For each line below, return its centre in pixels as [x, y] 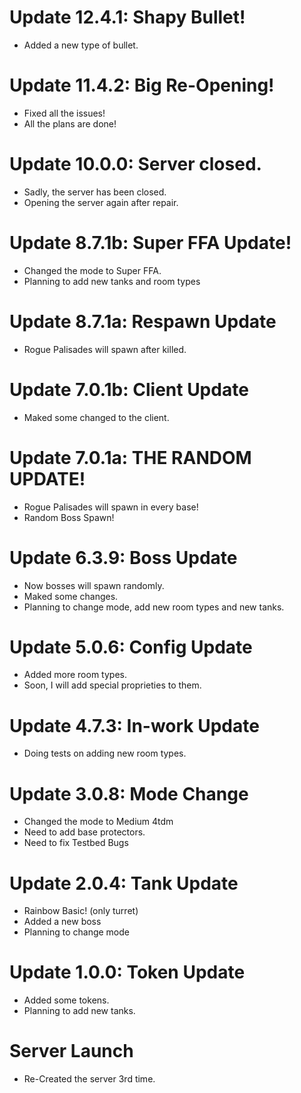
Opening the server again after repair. [101, 202]
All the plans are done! [70, 123]
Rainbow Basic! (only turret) [81, 911]
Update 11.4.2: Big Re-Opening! [142, 85]
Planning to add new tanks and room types [112, 281]
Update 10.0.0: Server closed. [135, 164]
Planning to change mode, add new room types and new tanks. [154, 607]
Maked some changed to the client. [96, 417]
